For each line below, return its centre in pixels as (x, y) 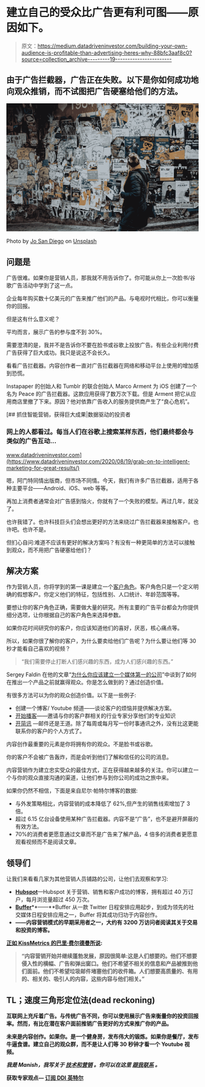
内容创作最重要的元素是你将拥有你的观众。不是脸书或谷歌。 (81, 744)
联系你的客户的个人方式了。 (50, 731)
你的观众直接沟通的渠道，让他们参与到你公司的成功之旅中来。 (94, 778)
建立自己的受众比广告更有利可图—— (97, 13)
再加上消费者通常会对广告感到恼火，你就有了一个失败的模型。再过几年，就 (100, 501)
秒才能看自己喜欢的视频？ (38, 649)
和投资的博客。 (34, 930)
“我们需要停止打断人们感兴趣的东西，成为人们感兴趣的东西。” (97, 662)
